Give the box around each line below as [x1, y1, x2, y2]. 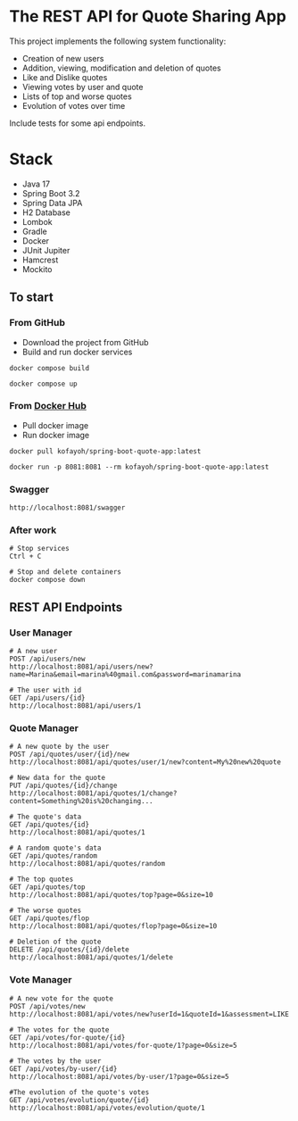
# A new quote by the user [9, 743, 110, 751]
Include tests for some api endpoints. [9, 118, 145, 129]
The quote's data [17, 812, 82, 822]
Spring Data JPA [21, 197, 83, 208]
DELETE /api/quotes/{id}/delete [9, 945, 129, 954]
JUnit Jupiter [21, 245, 70, 255]
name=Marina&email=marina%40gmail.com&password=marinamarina [9, 670, 242, 679]
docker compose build [9, 363, 90, 372]
